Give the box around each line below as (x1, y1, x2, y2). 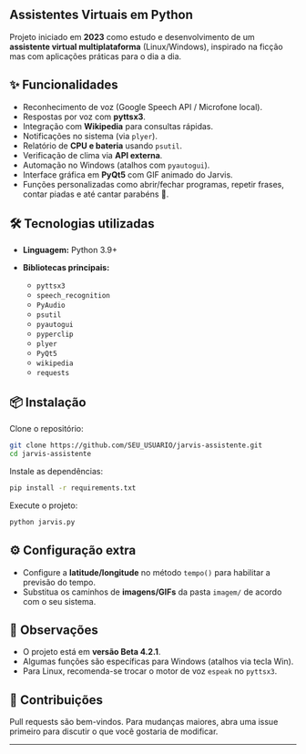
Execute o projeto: (9, 500, 78, 511)
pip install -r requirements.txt (9, 484, 137, 493)
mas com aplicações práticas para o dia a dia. (9, 50, 182, 62)
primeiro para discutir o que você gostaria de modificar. (9, 726, 219, 737)
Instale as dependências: (9, 466, 104, 476)
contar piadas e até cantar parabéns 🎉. (22, 188, 169, 199)
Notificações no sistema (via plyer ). (22, 130, 158, 141)
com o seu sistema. (22, 596, 97, 606)
